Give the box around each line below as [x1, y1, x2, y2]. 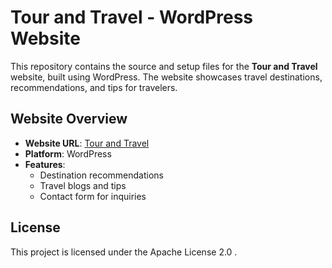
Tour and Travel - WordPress [10, 6, 254, 29]
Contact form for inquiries [39, 190, 147, 202]
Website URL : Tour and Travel [24, 137, 150, 149]
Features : [24, 158, 66, 170]
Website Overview [10, 111, 128, 128]
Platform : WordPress [24, 147, 112, 160]
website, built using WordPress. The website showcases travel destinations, [10, 71, 323, 83]
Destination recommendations [39, 169, 164, 181]
